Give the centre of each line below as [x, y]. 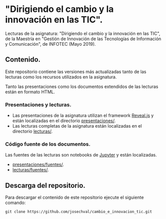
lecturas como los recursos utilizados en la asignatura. [61, 77]
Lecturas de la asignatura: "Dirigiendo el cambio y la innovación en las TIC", [83, 33]
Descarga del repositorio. [45, 185]
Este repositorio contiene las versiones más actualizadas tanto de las [76, 72]
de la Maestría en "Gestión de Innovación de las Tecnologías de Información [83, 39]
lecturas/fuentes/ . [31, 170]
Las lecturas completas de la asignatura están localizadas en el [77, 126]
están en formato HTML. [30, 92]
